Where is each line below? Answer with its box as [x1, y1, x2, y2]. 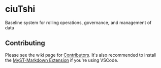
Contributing [5, 39, 45, 47]
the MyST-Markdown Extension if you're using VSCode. [5, 57, 119, 63]
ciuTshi [5, 3, 35, 15]
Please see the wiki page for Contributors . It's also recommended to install [5, 52, 157, 58]
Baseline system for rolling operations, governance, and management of [5, 20, 152, 25]
